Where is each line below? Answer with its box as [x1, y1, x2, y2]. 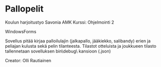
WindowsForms [5, 28, 36, 34]
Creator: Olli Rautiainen [5, 57, 52, 63]
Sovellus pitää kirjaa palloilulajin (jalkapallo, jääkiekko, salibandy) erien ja [5, 38, 151, 44]
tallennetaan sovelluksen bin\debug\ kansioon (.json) [5, 48, 111, 54]
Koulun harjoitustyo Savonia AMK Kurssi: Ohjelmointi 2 [5, 19, 114, 25]
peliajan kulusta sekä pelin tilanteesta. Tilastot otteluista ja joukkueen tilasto [5, 43, 157, 49]
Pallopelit [5, 3, 44, 14]
